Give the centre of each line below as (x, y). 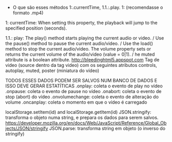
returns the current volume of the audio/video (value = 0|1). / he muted (80, 54)
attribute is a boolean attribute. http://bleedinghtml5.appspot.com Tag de (82, 60)
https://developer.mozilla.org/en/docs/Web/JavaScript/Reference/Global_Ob (86, 123)
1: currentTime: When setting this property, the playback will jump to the (81, 23)
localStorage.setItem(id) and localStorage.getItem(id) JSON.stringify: (78, 112)
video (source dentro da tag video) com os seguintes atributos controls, (81, 65)
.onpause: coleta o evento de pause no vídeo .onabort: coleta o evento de (83, 91)
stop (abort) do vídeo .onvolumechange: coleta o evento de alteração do (82, 97)
